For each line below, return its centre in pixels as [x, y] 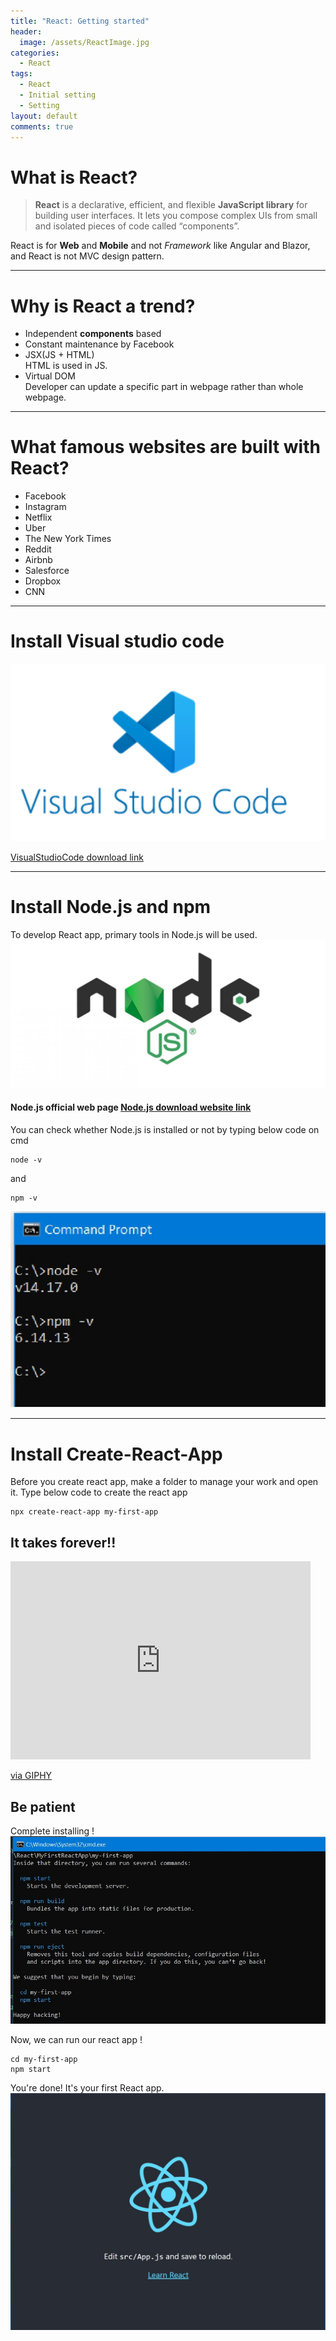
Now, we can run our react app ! [76, 2040]
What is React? [74, 177]
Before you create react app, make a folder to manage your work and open [164, 1482]
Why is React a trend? [103, 306]
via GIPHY [31, 1776]
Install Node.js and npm [111, 906]
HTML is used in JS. [66, 366]
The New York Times [68, 539]
